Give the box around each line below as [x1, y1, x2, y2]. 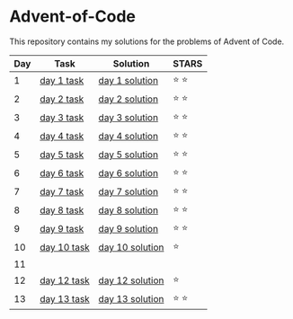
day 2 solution [98, 93, 159, 105]
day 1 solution [98, 75, 159, 87]
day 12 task [40, 274, 90, 287]
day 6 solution [98, 167, 159, 180]
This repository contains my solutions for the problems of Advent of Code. [9, 36, 285, 47]
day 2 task [40, 93, 84, 105]
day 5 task [40, 148, 84, 161]
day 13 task [40, 293, 90, 306]
